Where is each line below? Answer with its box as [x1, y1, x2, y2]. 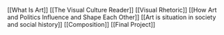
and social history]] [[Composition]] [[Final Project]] [7, 21, 156, 28]
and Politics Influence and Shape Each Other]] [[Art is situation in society [7, 13, 216, 21]
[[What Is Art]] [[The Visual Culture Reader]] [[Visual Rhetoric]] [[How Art [7, 6, 217, 14]
